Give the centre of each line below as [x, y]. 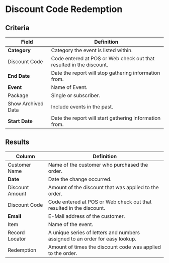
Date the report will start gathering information [106, 118]
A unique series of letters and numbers [94, 232]
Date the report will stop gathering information [106, 73]
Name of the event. [71, 224]
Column [25, 156]
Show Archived [26, 104]
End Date [19, 76]
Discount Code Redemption [64, 9]
